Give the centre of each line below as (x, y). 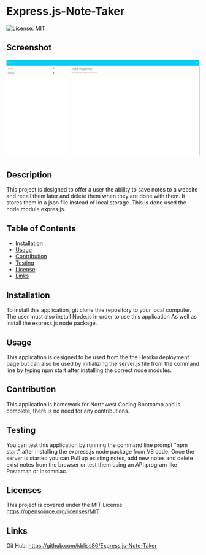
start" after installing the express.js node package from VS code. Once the (100, 451)
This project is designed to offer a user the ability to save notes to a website (102, 190)
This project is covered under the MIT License (64, 505)
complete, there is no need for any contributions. (68, 411)
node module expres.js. (36, 209)
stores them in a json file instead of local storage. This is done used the (97, 203)
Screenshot (29, 48)
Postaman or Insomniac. (37, 471)
